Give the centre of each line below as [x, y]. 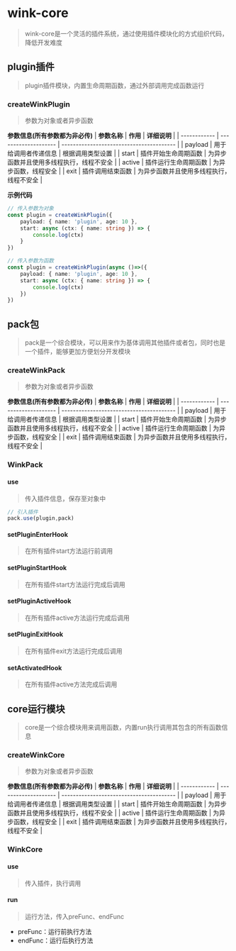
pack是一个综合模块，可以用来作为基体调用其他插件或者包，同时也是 [125, 343]
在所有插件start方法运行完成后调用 [75, 584]
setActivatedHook [35, 667]
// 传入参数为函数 [31, 261]
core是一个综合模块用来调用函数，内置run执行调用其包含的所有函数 [123, 728]
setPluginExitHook [35, 634]
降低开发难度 [43, 42]
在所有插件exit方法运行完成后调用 [73, 651]
